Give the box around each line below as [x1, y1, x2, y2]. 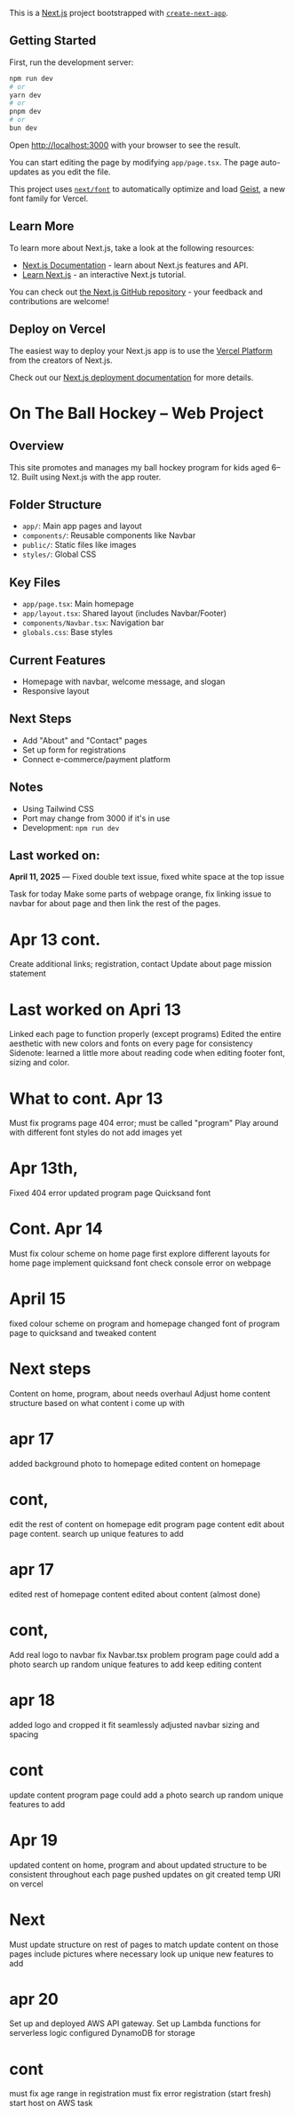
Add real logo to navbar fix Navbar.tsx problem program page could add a [9, 1649, 280, 1660]
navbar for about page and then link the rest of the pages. [9, 898, 221, 909]
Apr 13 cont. [9, 929, 101, 950]
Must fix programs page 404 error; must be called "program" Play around [9, 1118, 279, 1129]
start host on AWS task [9, 2098, 93, 2109]
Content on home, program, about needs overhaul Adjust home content [9, 1388, 271, 1399]
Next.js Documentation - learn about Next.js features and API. [21, 260, 249, 270]
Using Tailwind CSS [21, 803, 95, 814]
